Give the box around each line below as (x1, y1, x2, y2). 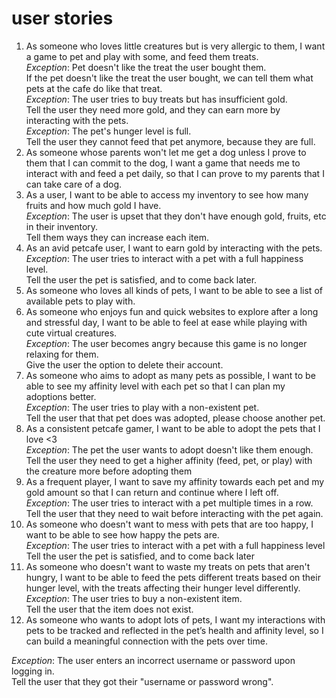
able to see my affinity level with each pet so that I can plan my (25, 380, 286, 392)
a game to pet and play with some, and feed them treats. (25, 50, 259, 62)
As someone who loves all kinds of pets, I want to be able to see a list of (25, 284, 323, 296)
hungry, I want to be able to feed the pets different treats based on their (25, 571, 321, 583)
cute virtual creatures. (25, 327, 118, 339)
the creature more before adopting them (25, 465, 193, 477)
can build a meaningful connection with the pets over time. (25, 635, 268, 647)
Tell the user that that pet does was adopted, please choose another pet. (25, 412, 326, 424)
